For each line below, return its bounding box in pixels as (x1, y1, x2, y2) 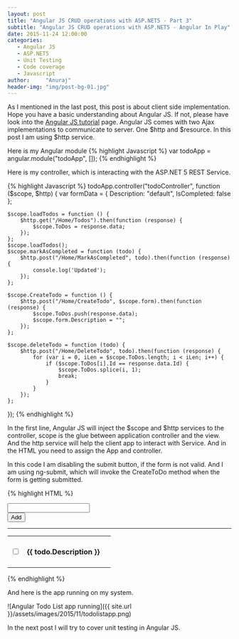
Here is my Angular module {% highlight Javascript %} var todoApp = (7, 147, 211, 155)
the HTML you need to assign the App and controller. (7, 446, 163, 455)
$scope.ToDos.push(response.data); (33, 310, 139, 317)
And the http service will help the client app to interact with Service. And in (7, 439, 226, 448)
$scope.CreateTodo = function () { (7, 292, 113, 299)
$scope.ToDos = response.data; (33, 223, 126, 231)
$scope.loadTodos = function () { (7, 211, 110, 218)
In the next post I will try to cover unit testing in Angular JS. (7, 623, 181, 632)
